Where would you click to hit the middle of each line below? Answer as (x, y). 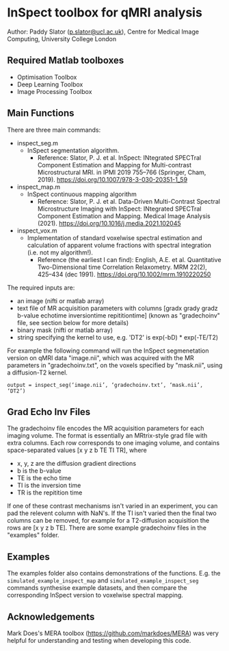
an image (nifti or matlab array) (60, 300)
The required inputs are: (41, 287)
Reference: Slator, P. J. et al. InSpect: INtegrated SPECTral (119, 157)
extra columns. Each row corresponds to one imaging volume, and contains (113, 443)
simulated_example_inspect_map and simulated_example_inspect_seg (103, 580)
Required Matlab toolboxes (66, 61)
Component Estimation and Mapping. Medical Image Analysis (124, 216)
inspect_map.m (39, 187)
